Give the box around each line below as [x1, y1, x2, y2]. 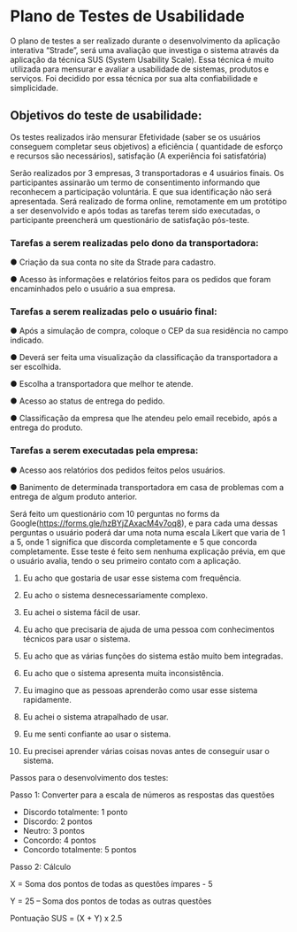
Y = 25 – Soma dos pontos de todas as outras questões [10, 896, 212, 906]
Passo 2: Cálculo [10, 861, 72, 872]
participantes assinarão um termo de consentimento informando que [10, 177, 261, 188]
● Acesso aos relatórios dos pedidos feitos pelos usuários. [10, 465, 226, 475]
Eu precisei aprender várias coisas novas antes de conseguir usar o [22, 745, 270, 756]
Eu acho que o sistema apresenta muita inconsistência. [22, 667, 224, 678]
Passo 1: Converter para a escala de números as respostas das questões [10, 790, 275, 800]
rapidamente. [22, 694, 72, 705]
